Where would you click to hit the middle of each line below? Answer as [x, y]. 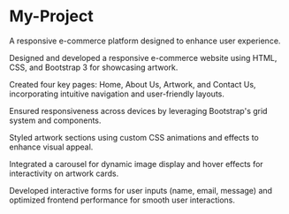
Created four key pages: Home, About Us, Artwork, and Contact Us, [133, 84]
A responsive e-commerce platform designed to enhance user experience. [145, 41]
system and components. [55, 120]
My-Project [52, 16]
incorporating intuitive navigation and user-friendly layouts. [117, 94]
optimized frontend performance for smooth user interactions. [122, 200]
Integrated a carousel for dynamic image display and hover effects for [136, 164]
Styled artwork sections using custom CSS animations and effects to [134, 137]
